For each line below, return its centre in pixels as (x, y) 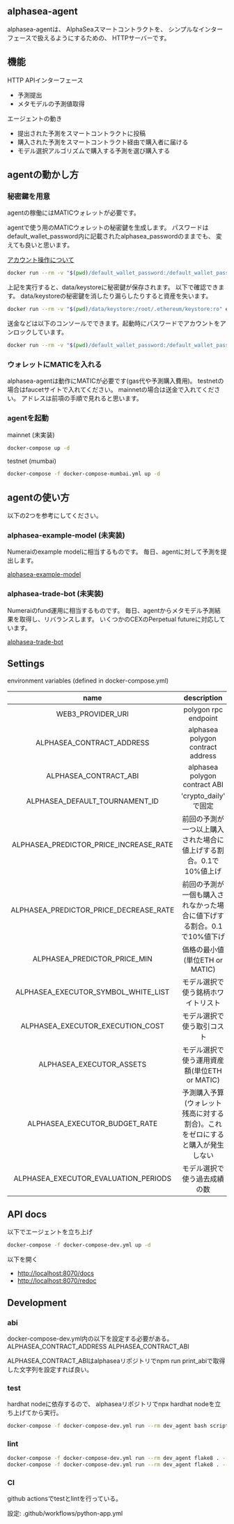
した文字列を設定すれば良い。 (50, 1369)
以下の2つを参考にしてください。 (55, 516)
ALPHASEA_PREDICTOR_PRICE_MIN (92, 959)
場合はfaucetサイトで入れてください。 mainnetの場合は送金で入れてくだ (111, 390)
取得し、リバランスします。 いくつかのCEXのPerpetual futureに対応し (119, 619)
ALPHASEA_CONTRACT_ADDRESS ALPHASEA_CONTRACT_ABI (98, 1346)
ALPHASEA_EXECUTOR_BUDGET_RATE (93, 1123)
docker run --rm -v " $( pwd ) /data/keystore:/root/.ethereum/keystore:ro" (115, 310)
